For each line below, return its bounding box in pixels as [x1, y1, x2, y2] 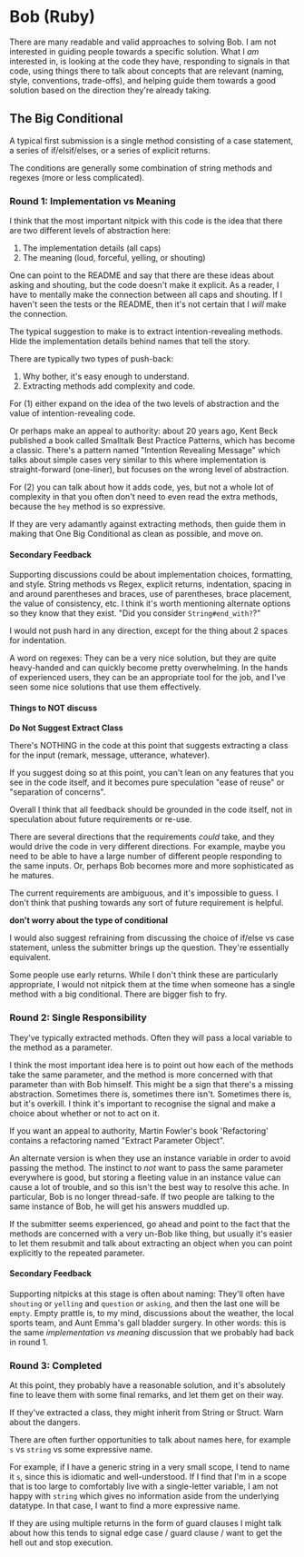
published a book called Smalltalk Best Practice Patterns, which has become [9, 435, 296, 446]
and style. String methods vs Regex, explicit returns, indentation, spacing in [9, 579, 292, 590]
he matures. [9, 870, 54, 881]
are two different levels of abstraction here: [9, 225, 171, 236]
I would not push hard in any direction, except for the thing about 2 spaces [9, 625, 289, 637]
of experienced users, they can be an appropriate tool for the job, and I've [9, 672, 286, 683]
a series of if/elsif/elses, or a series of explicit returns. [9, 144, 211, 155]
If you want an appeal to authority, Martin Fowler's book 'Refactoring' [9, 1125, 270, 1136]
